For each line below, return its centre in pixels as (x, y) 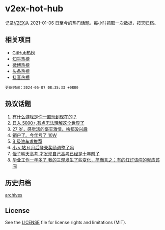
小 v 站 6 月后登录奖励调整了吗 (43, 147)
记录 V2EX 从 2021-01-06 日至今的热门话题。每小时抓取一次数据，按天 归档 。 (82, 23)
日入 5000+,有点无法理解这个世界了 (48, 123)
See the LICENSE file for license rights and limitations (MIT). (66, 223)
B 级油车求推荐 (27, 141)
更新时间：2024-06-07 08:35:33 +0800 (42, 87)
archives (14, 195)
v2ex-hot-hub (34, 9)
